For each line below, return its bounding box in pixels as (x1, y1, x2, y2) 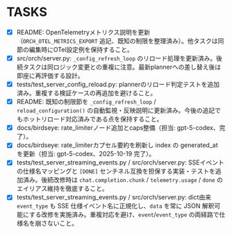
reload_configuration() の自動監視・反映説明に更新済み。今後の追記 (16, 106, 215, 115)
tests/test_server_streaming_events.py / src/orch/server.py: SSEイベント (16, 158, 224, 167)
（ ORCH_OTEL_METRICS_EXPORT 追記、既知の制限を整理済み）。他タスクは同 (16, 37, 224, 45)
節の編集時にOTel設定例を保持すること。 (16, 46, 133, 53)
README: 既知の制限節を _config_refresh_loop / (16, 98, 157, 106)
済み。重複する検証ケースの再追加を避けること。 (16, 89, 157, 97)
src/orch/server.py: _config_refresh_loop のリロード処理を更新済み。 (16, 54, 217, 62)
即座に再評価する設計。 (16, 72, 84, 80)
